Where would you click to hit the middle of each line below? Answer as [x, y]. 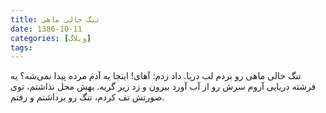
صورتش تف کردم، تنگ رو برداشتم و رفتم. [87, 97]
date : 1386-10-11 [46, 29]
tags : [21, 47]
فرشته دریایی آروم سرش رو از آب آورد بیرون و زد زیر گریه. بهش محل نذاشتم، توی [163, 87]
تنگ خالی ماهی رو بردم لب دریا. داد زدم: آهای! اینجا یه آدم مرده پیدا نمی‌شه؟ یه [156, 76]
